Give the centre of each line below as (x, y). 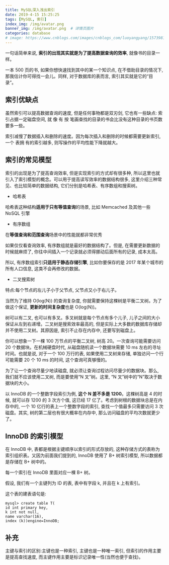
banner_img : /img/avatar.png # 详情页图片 (50, 29)
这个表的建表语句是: (26, 494)
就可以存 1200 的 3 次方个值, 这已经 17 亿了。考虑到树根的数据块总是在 (85, 400)
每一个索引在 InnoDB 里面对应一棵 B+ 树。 (49, 472)
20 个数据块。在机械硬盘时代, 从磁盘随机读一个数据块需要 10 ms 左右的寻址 (83, 347)
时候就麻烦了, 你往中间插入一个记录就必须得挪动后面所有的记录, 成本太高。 (82, 252)
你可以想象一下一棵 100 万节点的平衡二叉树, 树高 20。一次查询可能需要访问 (83, 341)
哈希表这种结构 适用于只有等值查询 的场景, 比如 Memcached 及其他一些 (78, 207)
